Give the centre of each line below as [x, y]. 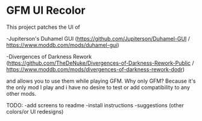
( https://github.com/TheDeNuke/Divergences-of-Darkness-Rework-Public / [100, 63]
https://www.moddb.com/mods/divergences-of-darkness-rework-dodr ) [96, 69]
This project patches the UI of [43, 27]
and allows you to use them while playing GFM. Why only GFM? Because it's [101, 81]
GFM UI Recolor [46, 10]
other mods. [21, 93]
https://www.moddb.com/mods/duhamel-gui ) [63, 45]
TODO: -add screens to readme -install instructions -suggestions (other [95, 105]
